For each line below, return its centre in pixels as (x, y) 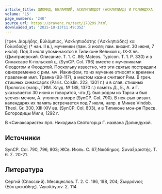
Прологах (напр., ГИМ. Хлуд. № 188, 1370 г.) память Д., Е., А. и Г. (72, 88)
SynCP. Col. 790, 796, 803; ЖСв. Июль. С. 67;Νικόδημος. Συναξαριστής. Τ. (81, 149)
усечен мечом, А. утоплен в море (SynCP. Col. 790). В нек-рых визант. (78, 98)
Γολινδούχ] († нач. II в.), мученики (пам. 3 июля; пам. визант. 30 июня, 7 (80, 46)
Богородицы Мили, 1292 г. (32, 113)
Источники (23, 138)
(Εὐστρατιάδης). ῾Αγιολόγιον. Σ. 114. (41, 186)
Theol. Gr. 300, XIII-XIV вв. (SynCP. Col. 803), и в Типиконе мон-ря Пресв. (81, 108)
